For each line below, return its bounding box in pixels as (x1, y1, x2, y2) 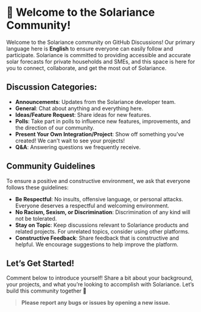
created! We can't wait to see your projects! (15, 137, 125, 144)
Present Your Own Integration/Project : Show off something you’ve (15, 130, 185, 137)
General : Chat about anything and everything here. (15, 105, 144, 112)
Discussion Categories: (6, 82, 97, 92)
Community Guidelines (6, 161, 96, 172)
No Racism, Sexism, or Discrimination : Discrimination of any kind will (15, 208, 191, 215)
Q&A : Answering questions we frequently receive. (15, 143, 141, 151)
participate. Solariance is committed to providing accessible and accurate (6, 51, 191, 58)
